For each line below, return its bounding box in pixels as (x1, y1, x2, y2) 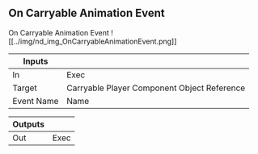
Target (12, 82, 38, 94)
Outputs (12, 119, 44, 130)
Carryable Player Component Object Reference (66, 82, 246, 94)
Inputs (23, 56, 49, 67)
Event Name (12, 95, 59, 106)
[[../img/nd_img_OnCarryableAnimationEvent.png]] (8, 36, 177, 46)
